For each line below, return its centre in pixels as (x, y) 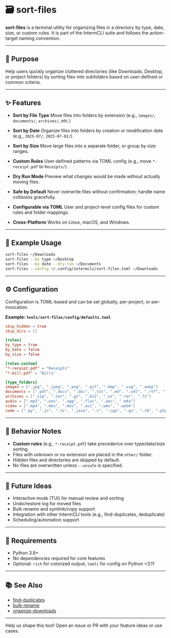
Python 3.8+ (26, 553)
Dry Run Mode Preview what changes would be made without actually (86, 176)
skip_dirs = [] (21, 331)
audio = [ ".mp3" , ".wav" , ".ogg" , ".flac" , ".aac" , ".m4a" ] (70, 401)
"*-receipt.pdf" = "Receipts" (37, 368)
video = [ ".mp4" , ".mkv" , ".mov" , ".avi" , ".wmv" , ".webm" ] (70, 406)
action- (157, 33)
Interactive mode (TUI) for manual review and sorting (68, 498)
